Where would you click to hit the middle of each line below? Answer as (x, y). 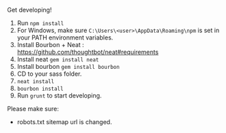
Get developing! (29, 10)
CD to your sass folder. (49, 74)
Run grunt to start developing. (59, 95)
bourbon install (40, 89)
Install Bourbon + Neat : (50, 45)
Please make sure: (33, 109)
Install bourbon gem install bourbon (68, 66)
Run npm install (40, 23)
